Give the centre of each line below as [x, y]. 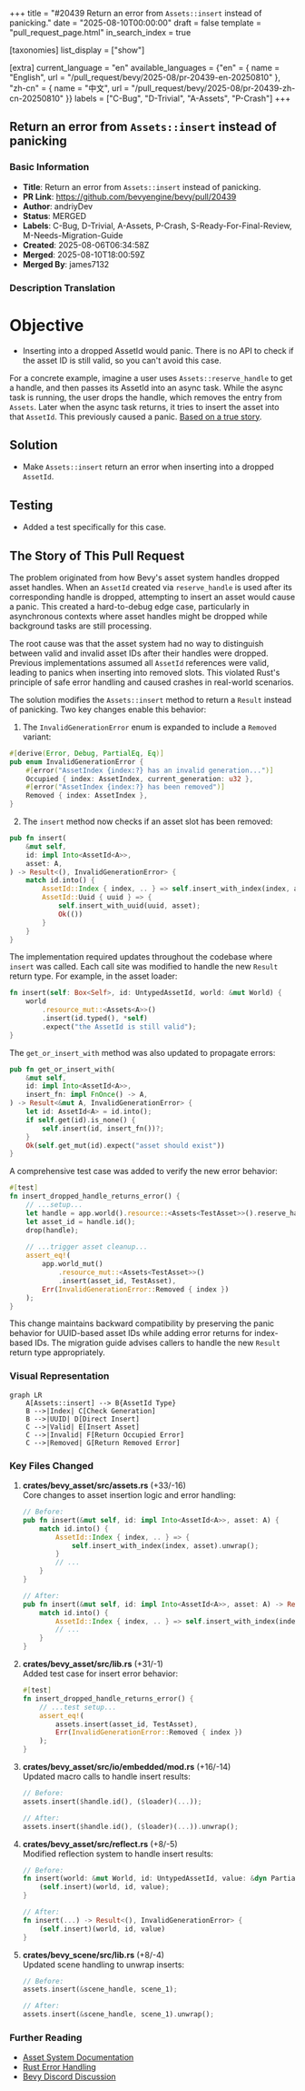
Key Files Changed [51, 1465]
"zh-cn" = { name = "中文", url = [69, 88]
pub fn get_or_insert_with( [63, 1069]
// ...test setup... [78, 1707]
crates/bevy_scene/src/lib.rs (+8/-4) [93, 1955]
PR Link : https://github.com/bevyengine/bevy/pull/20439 [129, 196]
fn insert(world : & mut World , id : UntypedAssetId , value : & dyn [145, 1879]
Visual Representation [59, 1376]
